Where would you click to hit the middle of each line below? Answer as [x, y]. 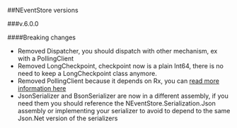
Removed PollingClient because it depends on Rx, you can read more [118, 81]
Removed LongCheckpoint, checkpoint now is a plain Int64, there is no [121, 66]
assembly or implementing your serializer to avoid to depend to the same [124, 111]
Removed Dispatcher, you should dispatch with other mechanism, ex [117, 51]
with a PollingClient [46, 58]
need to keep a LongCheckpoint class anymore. [87, 73]
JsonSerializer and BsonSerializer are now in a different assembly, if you [123, 96]
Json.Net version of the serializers [68, 118]
